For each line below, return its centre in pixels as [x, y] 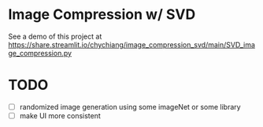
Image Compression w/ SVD [102, 15]
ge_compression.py [40, 53]
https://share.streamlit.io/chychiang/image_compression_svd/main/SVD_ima [132, 44]
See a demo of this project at [55, 36]
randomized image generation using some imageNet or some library [130, 106]
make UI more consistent [60, 115]
